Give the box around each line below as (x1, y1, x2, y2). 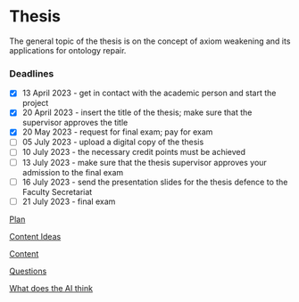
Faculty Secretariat (21, 186, 93, 197)
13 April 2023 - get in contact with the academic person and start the (21, 87, 277, 99)
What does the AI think (9, 282, 94, 293)
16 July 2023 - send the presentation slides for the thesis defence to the (21, 176, 288, 187)
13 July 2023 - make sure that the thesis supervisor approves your (21, 157, 268, 167)
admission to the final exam (21, 167, 124, 177)
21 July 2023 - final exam (21, 196, 116, 207)
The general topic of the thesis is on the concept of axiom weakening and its (9, 36, 291, 46)
